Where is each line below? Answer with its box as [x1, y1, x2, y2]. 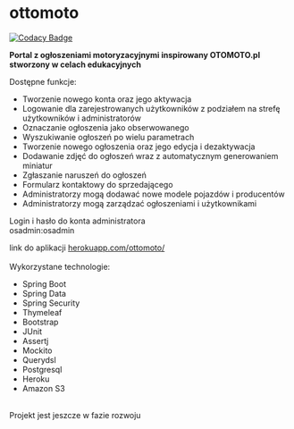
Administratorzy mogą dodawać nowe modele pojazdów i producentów [21, 189, 285, 199]
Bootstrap [21, 316, 59, 327]
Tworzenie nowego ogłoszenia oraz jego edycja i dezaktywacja [21, 141, 256, 152]
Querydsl [21, 354, 56, 365]
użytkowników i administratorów [21, 113, 141, 123]
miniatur [21, 160, 54, 171]
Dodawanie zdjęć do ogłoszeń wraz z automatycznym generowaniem [21, 150, 279, 161]
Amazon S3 [21, 383, 65, 393]
